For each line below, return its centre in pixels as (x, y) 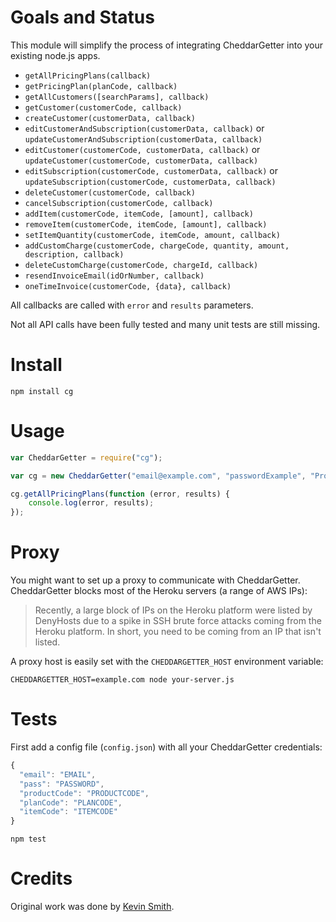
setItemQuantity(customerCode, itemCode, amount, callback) (152, 235)
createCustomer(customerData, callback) (110, 118)
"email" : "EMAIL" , (58, 774)
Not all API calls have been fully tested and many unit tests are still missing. (165, 324)
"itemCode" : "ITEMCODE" (68, 812)
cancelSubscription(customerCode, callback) (119, 203)
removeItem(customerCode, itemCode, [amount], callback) (146, 224)
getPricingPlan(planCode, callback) (101, 86)
